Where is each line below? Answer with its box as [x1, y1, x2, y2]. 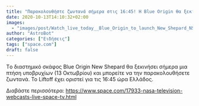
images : [6, 19, 25, 25]
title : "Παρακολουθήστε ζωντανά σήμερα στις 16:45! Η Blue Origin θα [6, 8, 182, 15]
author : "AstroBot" [6, 31, 54, 37]
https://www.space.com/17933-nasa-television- [65, 87, 183, 94]
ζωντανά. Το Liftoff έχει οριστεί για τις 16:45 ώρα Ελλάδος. [6, 75, 154, 82]
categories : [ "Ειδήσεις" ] [6, 36, 70, 42]
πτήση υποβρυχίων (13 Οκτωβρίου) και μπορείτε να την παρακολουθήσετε [6, 69, 190, 77]
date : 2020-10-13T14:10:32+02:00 [6, 14, 89, 20]
